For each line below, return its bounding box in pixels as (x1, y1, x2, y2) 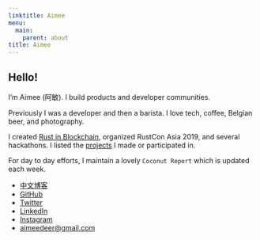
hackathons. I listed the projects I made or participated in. (8, 140, 196, 150)
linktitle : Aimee (8, 11, 66, 20)
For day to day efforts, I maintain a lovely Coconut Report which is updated (8, 155, 251, 165)
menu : (8, 19, 26, 27)
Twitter (19, 197, 43, 207)
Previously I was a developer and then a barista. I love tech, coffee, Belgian (8, 108, 253, 117)
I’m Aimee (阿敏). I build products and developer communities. (8, 92, 211, 101)
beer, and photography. (8, 116, 85, 126)
